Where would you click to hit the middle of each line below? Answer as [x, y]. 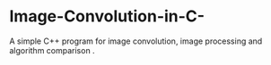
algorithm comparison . [52, 50]
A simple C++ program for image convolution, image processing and [136, 41]
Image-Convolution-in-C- [107, 16]
